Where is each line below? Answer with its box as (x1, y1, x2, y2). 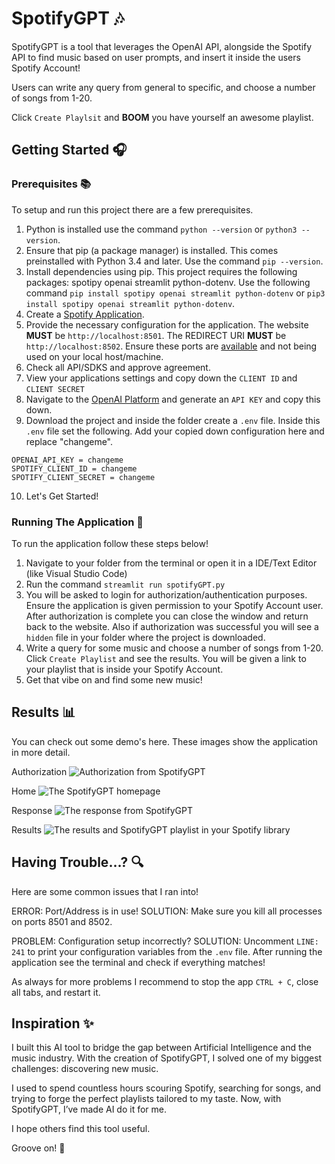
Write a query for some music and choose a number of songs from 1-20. (25, 642, 324, 654)
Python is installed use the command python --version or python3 (25, 223, 298, 235)
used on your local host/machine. (25, 350, 164, 362)
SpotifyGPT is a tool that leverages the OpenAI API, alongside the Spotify (11, 40, 313, 52)
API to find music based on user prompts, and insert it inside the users (11, 51, 301, 63)
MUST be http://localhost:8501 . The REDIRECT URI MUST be (25, 329, 287, 341)
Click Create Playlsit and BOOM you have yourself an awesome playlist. (11, 111, 314, 123)
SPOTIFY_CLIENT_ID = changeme (11, 463, 138, 474)
